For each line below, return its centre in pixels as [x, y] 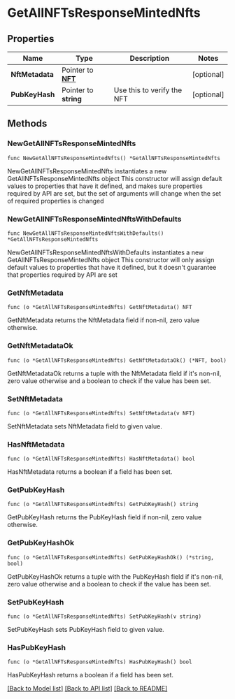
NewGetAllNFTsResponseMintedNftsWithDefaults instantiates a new [106, 252]
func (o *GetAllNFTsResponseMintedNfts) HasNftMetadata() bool [101, 459]
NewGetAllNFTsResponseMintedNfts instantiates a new [87, 171]
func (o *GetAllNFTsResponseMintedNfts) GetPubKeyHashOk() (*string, [111, 557]
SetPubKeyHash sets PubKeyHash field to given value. [86, 630]
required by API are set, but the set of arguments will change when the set [114, 193]
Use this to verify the [148, 90]
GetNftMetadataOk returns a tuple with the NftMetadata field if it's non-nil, [114, 373]
